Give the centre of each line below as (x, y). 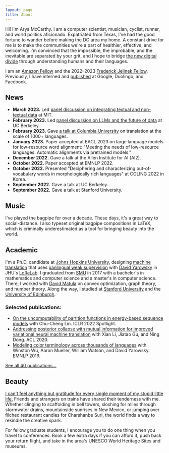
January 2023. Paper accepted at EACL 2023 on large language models (88, 142)
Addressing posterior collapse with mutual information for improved (83, 329)
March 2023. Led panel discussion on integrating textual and (76, 109)
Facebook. (16, 82)
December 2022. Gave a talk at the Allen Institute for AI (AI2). (77, 158)
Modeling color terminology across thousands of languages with (79, 345)
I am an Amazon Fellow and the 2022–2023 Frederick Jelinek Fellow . (76, 71)
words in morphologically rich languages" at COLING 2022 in (100, 174)
